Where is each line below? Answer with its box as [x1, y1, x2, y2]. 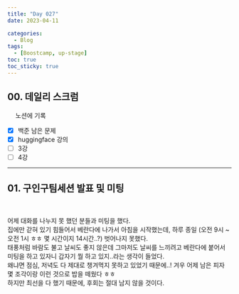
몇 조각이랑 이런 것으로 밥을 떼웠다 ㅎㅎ [7, 269, 116, 278]
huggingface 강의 [17, 135, 69, 143]
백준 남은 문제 [17, 126, 56, 135]
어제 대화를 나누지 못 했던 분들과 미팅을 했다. [7, 216, 131, 224]
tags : [7, 43, 23, 50]
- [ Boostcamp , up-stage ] [14, 50, 87, 57]
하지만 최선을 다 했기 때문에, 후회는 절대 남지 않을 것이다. [7, 278, 165, 287]
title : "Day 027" [7, 10, 59, 18]
